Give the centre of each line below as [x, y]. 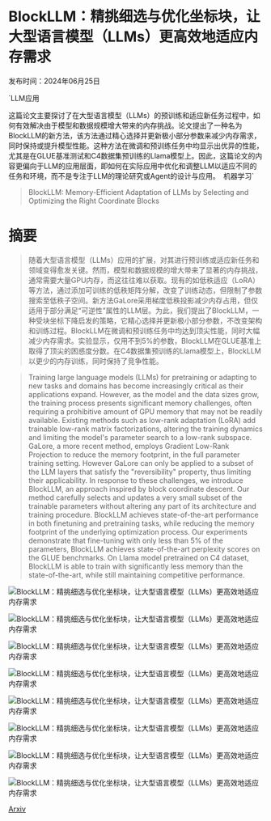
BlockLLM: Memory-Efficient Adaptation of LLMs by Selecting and [138, 192]
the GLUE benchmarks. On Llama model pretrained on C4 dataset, [138, 557]
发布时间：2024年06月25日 [55, 81]
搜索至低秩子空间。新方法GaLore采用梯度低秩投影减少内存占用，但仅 [143, 300]
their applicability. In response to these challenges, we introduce [136, 480]
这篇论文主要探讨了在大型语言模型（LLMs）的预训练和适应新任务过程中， [131, 115]
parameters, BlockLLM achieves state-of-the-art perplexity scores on [144, 549]
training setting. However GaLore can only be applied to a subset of [141, 463]
